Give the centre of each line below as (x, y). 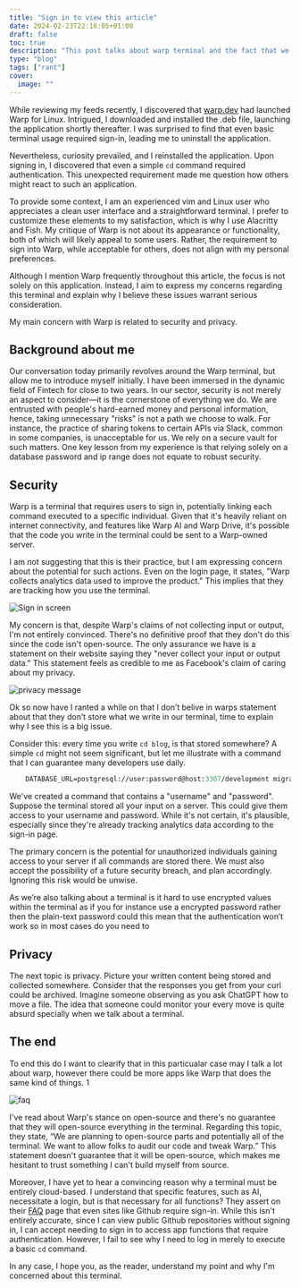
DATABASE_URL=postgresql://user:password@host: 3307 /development (147, 780)
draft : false (33, 34)
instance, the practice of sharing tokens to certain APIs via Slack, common (146, 428)
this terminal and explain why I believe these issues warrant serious (133, 294)
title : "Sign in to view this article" (83, 17)
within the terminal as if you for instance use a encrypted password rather (145, 907)
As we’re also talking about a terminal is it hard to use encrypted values (141, 898)
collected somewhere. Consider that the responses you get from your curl (145, 985)
